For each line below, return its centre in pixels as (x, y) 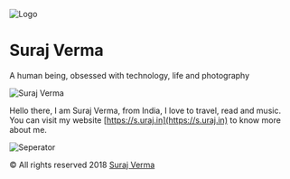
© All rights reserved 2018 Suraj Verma (82, 165)
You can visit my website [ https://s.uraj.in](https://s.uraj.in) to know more (145, 120)
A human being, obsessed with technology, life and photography (130, 75)
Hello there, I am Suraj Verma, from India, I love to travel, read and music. (145, 110)
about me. (28, 129)
